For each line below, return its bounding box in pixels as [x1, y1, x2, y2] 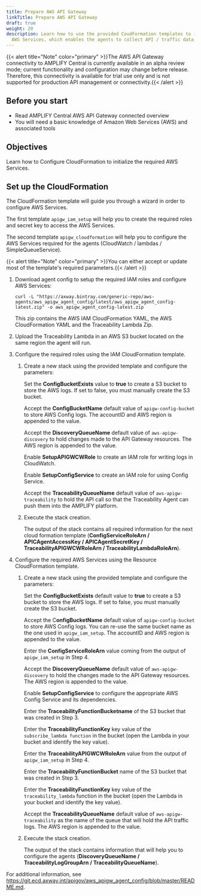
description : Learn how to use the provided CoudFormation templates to [6, 31, 191, 37]
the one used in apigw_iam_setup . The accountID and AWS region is [23, 629, 190, 636]
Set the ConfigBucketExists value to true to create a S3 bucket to [23, 380, 187, 387]
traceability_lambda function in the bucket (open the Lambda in [23, 792, 183, 799]
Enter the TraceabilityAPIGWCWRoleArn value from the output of [23, 750, 187, 757]
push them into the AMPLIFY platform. [23, 502, 118, 510]
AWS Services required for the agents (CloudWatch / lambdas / [6, 240, 162, 247]
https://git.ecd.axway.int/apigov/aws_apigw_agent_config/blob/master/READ [6, 877, 195, 885]
